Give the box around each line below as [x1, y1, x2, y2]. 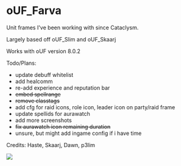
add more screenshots [15, 117, 72, 124]
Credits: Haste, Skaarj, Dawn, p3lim [6, 141, 96, 148]
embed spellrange [15, 90, 61, 98]
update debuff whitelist [15, 71, 74, 78]
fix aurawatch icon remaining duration [15, 123, 111, 130]
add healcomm [15, 78, 53, 85]
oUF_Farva [6, 4, 62, 18]
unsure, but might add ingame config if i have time [15, 129, 142, 137]
